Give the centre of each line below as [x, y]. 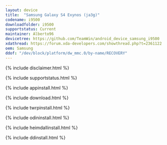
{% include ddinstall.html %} [35, 137]
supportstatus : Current [31, 29]
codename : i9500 [23, 20]
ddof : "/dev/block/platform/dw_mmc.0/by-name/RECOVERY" [66, 53]
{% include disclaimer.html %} [37, 68]
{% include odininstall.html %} [37, 117]
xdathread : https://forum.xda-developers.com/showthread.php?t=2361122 [83, 44]
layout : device [22, 10]
